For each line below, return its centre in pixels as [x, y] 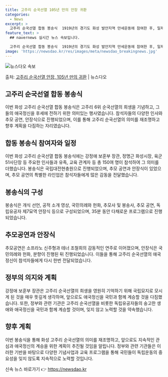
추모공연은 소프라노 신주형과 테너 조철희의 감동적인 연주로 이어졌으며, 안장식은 [81, 247]
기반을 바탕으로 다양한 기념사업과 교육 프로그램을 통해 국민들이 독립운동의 [86, 352]
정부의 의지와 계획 [31, 278]
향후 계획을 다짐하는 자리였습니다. [38, 126]
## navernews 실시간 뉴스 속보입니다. [45, 38]
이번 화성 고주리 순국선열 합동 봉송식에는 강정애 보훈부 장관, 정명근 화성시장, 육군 [84, 156]
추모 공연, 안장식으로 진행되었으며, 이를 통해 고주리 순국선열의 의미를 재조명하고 [82, 119]
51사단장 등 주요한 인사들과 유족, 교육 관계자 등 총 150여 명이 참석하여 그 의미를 [82, 162]
